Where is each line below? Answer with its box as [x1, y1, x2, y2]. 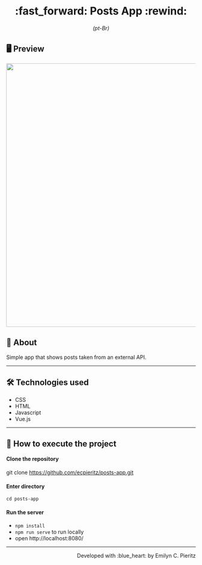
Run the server [6, 508, 44, 516]
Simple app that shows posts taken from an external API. [6, 354, 147, 361]
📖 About [6, 337, 37, 348]
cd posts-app [6, 496, 39, 502]
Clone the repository [6, 455, 59, 463]
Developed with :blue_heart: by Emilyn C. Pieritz [77, 552, 196, 560]
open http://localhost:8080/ [14, 535, 84, 542]
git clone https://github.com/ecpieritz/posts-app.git [6, 469, 134, 476]
